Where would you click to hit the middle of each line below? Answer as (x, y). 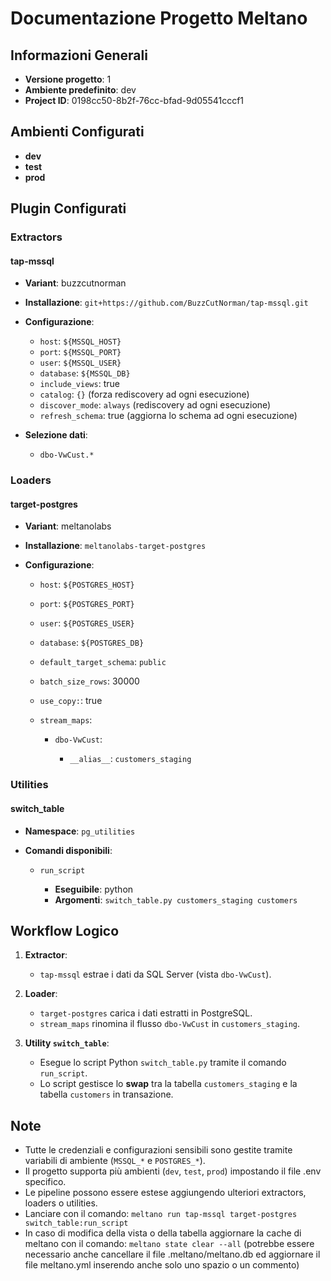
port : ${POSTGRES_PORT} (87, 604)
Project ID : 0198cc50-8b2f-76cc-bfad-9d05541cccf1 (134, 100)
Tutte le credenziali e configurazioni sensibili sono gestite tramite (158, 1150)
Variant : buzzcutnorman (75, 283)
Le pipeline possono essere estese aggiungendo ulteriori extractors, (165, 1193)
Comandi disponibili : (68, 850)
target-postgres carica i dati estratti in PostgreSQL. (146, 1013)
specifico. (45, 1182)
